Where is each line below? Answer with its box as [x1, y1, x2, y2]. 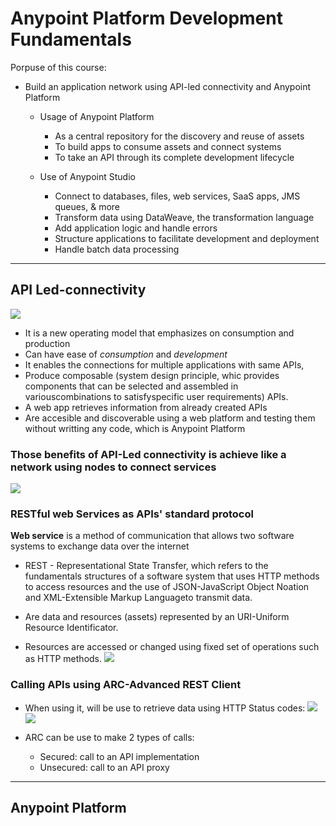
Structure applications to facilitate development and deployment [54, 232, 320, 244]
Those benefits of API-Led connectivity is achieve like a [10, 447, 287, 461]
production [24, 337, 71, 349]
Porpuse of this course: [10, 61, 107, 73]
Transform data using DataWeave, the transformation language [54, 211, 315, 223]
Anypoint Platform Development [10, 7, 283, 30]
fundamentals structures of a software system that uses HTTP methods [24, 570, 320, 582]
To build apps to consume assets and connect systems [54, 140, 282, 152]
